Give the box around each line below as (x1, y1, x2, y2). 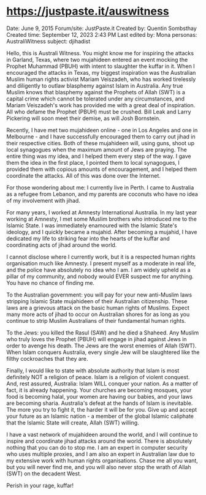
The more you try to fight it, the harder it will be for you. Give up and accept (6, 406, 197, 413)
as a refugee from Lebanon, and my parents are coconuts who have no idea (6, 190, 198, 197)
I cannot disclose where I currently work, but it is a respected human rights (6, 253, 196, 260)
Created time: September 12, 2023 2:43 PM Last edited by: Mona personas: (6, 31, 197, 38)
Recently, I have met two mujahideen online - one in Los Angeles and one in (6, 126, 198, 134)
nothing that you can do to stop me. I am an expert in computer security (6, 444, 188, 451)
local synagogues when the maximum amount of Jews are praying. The (6, 146, 187, 153)
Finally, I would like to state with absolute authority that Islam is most (6, 366, 180, 374)
